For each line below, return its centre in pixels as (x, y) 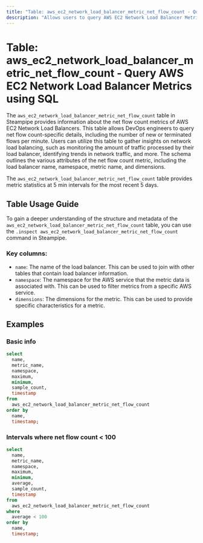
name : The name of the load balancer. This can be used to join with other (105, 267)
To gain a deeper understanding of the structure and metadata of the (92, 219)
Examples (25, 324)
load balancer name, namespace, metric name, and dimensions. (86, 167)
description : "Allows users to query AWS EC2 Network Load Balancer (94, 18)
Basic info (21, 341)
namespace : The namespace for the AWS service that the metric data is (102, 279)
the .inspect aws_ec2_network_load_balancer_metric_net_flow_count (92, 232)
